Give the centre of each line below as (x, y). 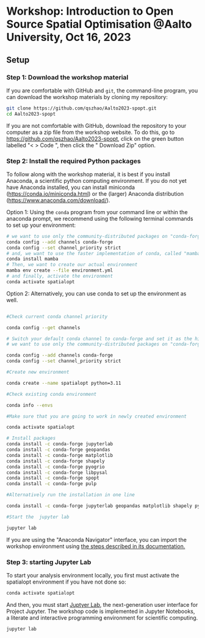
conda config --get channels (43, 328)
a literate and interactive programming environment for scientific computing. (102, 618)
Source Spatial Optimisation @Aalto (99, 24)
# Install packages (31, 439)
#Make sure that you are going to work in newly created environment (97, 416)
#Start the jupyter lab (38, 517)
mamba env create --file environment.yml (60, 270)
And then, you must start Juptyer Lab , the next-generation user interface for (102, 604)
